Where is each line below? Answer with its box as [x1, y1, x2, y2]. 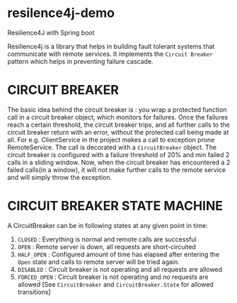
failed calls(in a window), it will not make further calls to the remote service [7, 165, 226, 174]
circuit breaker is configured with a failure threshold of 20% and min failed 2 [7, 150, 230, 159]
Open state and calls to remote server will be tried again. [17, 257, 180, 266]
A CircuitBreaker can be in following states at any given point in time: [7, 221, 208, 229]
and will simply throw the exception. [7, 173, 112, 181]
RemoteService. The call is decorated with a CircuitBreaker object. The [7, 143, 217, 151]
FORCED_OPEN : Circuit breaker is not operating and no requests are [17, 273, 209, 281]
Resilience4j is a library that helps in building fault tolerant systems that [7, 42, 215, 50]
